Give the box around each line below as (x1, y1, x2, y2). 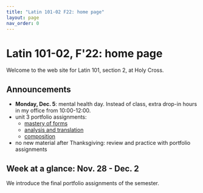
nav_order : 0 (6, 20, 40, 26)
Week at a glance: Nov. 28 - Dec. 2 (6, 163, 139, 174)
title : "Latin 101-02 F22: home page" (6, 9, 105, 15)
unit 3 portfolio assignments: (15, 113, 87, 121)
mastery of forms (24, 120, 68, 127)
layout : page (6, 15, 40, 21)
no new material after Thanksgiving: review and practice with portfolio (15, 139, 191, 147)
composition (24, 133, 56, 140)
